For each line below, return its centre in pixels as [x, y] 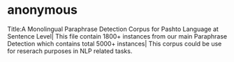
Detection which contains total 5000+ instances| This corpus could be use [115, 43]
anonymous [43, 10]
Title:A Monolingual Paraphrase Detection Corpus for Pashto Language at [113, 29]
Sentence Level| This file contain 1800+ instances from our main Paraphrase [117, 36]
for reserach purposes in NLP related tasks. [70, 51]
